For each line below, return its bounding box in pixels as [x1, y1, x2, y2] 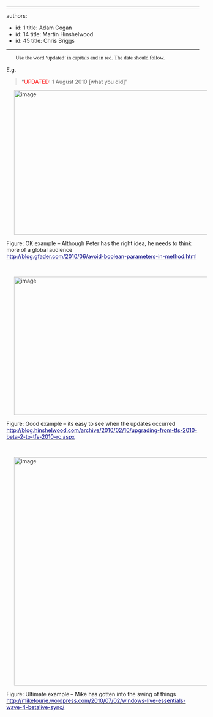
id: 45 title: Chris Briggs [15, 37, 75, 44]
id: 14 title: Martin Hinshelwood [15, 31, 94, 37]
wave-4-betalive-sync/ [6, 704, 65, 711]
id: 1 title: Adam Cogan [15, 24, 72, 31]
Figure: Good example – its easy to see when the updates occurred [6, 420, 176, 427]
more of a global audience [6, 246, 73, 253]
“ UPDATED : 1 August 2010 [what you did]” [21, 78, 128, 85]
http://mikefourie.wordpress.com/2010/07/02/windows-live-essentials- [6, 697, 186, 704]
